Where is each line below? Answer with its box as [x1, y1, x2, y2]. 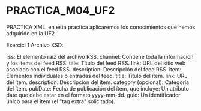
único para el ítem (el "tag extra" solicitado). [6, 97, 115, 105]
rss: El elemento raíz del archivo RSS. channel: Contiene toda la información [6, 53, 194, 60]
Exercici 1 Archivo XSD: [6, 41, 64, 49]
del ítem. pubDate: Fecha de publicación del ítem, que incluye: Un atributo [6, 85, 189, 92]
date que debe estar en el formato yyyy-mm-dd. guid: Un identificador [6, 91, 181, 98]
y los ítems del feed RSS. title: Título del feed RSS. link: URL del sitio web [6, 59, 186, 67]
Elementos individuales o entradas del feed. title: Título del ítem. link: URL [6, 72, 188, 79]
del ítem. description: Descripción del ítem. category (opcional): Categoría [6, 79, 190, 86]
